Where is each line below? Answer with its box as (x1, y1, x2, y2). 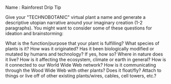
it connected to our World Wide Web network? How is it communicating (5, 62, 156, 68)
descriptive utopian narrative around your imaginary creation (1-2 (5, 20, 143, 25)
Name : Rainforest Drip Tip (5, 5, 61, 10)
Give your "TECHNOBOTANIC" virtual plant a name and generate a (5, 14, 146, 20)
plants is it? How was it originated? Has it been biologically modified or (5, 46, 155, 51)
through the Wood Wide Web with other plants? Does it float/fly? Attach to (5, 67, 162, 73)
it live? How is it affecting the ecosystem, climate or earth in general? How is (5, 57, 166, 63)
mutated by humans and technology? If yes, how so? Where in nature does (5, 51, 163, 57)
